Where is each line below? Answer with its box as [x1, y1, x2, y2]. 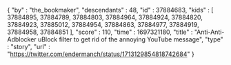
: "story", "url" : [7, 43, 50, 50]
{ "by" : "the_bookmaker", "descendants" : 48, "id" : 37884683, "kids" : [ [7, 6, 214, 14]
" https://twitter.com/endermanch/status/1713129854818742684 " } [7, 50, 194, 58]
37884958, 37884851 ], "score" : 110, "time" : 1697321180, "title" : [7, 28, 193, 36]
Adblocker [7, 35, 37, 44]
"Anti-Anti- [194, 28, 225, 36]
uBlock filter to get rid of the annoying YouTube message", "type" [37, 35, 224, 44]
